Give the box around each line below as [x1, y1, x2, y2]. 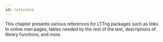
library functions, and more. [5, 31, 62, 37]
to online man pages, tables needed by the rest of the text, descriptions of [5, 26, 156, 32]
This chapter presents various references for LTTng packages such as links [5, 21, 159, 27]
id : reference [5, 7, 35, 12]
